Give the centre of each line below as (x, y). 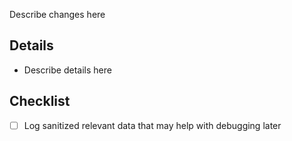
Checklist (40, 101)
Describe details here (67, 70)
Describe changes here (57, 14)
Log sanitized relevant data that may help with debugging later (152, 125)
